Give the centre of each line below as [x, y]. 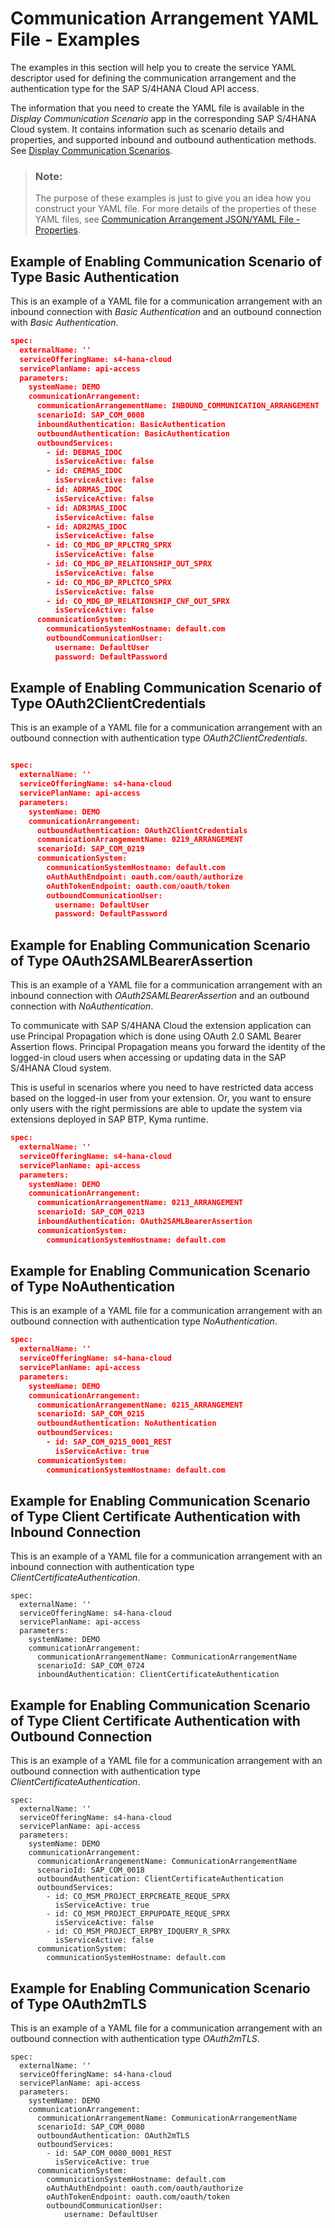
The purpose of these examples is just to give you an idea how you [173, 198]
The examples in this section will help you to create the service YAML [153, 67]
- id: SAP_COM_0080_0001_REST [109, 2153]
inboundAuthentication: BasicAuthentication [131, 424]
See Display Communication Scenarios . [91, 150]
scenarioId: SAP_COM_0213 [90, 1212]
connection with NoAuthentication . [82, 1006]
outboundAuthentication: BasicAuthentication [133, 433]
